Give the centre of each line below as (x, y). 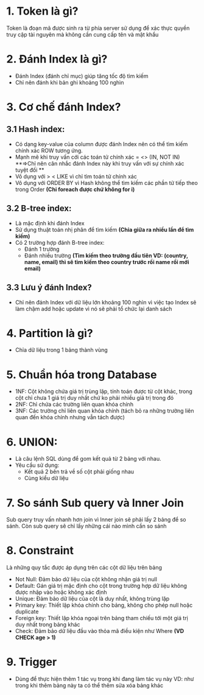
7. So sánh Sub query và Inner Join (95, 503)
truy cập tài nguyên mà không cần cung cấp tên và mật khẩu (83, 34)
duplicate (27, 612)
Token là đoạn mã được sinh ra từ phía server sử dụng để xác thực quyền (98, 28)
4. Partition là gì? (50, 333)
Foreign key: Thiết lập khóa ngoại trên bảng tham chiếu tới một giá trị (102, 618)
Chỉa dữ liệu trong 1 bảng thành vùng (61, 350)
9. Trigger (32, 662)
